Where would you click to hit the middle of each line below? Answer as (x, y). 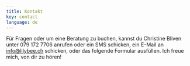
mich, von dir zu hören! (34, 57)
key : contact (22, 17)
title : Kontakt (25, 11)
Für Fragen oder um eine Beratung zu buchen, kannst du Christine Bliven (94, 39)
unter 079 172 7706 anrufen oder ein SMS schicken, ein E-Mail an (85, 45)
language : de (22, 22)
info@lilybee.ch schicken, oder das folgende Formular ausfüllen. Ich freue (95, 51)
